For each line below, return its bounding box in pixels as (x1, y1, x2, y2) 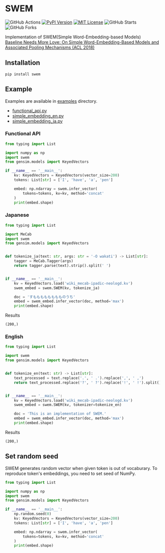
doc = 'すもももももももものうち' (14, 294, 76, 299)
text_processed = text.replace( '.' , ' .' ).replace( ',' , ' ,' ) (14, 376, 144, 380)
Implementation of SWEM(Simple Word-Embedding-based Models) (5, 34, 141, 40)
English (5, 333, 24, 340)
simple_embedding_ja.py (12, 118, 63, 124)
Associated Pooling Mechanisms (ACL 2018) (5, 44, 95, 50)
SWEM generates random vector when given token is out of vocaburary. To (5, 465, 158, 471)
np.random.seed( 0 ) (14, 512, 52, 517)
